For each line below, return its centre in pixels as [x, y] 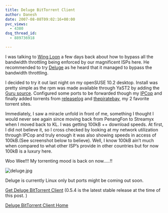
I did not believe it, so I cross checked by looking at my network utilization [82, 129]
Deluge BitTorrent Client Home [37, 205]
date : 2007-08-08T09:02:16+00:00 [40, 19]
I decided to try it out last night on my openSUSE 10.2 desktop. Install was [81, 82]
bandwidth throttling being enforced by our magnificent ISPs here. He [77, 62]
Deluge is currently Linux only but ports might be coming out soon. [74, 180]
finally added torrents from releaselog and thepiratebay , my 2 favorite [77, 98]
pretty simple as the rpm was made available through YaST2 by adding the [82, 88]
